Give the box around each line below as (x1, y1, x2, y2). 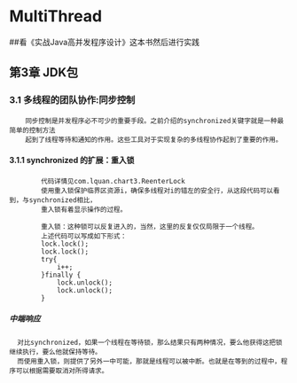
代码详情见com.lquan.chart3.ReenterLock (41, 176, 186, 185)
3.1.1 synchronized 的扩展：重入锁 (9, 155, 135, 166)
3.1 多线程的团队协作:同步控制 (9, 94, 136, 106)
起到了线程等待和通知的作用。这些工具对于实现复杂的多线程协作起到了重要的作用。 (25, 135, 283, 144)
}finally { (41, 270, 82, 279)
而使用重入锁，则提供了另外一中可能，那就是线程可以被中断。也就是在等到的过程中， (17, 356, 281, 365)
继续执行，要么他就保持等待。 (9, 348, 102, 356)
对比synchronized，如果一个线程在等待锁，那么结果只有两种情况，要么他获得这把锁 (17, 338, 283, 347)
